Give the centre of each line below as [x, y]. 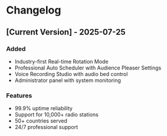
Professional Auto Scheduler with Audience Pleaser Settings [88, 68]
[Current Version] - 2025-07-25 [66, 32]
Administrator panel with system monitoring [68, 80]
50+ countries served [41, 121]
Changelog [34, 10]
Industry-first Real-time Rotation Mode [61, 61]
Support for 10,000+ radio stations [56, 115]
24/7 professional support [46, 127]
